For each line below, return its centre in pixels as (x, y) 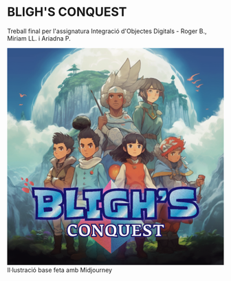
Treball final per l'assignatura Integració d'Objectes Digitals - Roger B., (107, 31)
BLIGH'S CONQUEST (67, 12)
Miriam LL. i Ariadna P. (39, 38)
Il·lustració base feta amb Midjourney (59, 270)
